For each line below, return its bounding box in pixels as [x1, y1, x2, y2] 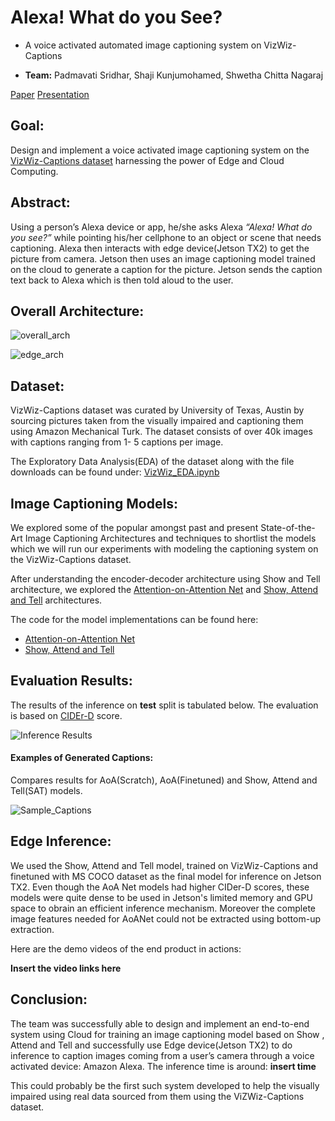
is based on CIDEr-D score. [10, 709, 123, 721]
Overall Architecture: [10, 302, 145, 320]
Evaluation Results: [10, 672, 133, 690]
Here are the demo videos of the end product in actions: [10, 942, 242, 955]
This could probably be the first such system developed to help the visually [10, 1079, 320, 1091]
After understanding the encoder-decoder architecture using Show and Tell [10, 573, 321, 585]
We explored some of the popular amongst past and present [10, 522, 259, 533]
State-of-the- [260, 522, 316, 533]
